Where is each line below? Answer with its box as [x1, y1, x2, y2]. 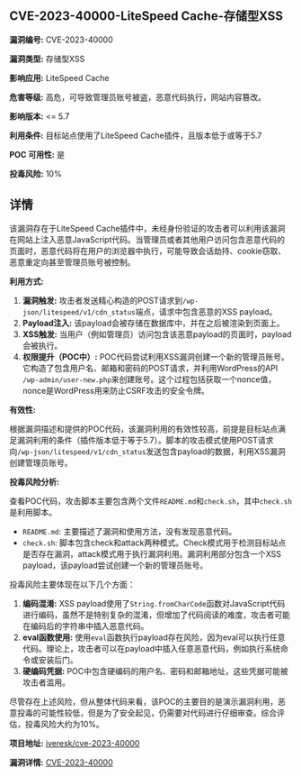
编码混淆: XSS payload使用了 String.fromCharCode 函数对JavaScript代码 [22, 598, 286, 608]
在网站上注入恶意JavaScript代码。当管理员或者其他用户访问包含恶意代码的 [9, 233, 286, 245]
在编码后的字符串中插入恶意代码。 [22, 620, 149, 631]
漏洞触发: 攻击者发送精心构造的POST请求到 [22, 295, 183, 306]
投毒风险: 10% [9, 168, 62, 178]
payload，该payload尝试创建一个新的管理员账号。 [22, 560, 208, 571]
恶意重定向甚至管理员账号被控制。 [9, 256, 136, 268]
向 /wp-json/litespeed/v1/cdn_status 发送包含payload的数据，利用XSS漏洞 [9, 445, 286, 457]
